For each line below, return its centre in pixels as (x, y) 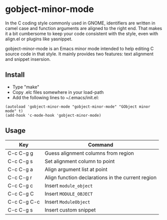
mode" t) (14, 111)
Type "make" (26, 87)
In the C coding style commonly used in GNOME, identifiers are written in (80, 23)
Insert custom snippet (70, 210)
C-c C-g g (20, 153)
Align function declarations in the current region (101, 177)
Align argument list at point (76, 169)
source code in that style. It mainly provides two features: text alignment (79, 54)
